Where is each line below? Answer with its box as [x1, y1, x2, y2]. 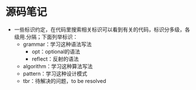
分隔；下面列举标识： [25, 33, 78, 40]
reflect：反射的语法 [31, 55, 79, 62]
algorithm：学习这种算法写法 [22, 62, 93, 69]
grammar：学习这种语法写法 [22, 41, 92, 48]
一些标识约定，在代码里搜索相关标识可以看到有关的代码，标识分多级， [14, 26, 185, 33]
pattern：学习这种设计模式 [22, 70, 88, 77]
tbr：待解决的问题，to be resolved [22, 77, 107, 84]
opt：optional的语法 [31, 48, 80, 55]
